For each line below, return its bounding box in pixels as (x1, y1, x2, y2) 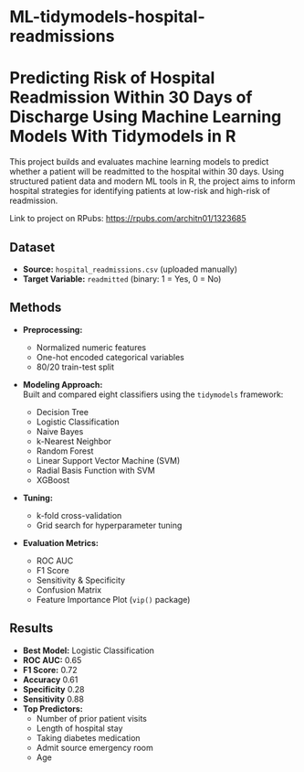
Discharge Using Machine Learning (9, 107, 282, 127)
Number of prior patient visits (36, 713, 148, 724)
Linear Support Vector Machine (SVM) (36, 455, 181, 466)
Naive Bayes (36, 425, 84, 436)
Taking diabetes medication (36, 732, 141, 743)
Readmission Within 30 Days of (9, 87, 253, 108)
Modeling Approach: (22, 379, 103, 390)
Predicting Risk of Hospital (9, 68, 215, 89)
